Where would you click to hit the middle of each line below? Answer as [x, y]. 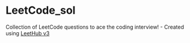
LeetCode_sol [41, 10]
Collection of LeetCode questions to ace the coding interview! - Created [95, 27]
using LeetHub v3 [28, 33]
